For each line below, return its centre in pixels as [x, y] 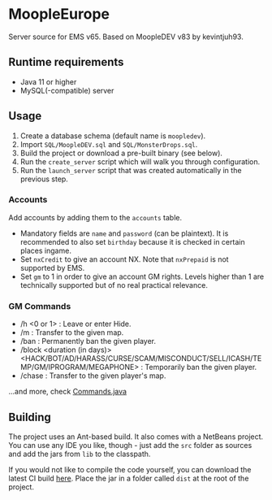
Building [30, 417]
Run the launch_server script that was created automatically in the [131, 170]
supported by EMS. [52, 267]
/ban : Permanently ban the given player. [88, 341]
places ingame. [45, 250]
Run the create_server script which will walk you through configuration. [140, 161]
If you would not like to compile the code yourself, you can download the [130, 469]
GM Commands [40, 306]
